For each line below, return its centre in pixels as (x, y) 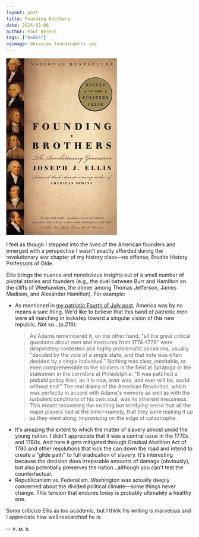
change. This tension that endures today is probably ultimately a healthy (103, 493)
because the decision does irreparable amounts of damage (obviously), (102, 461)
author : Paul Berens (32, 32)
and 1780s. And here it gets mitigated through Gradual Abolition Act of (101, 442)
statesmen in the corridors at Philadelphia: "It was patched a (103, 374)
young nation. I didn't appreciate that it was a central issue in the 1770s (102, 436)
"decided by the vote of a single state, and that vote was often (106, 355)
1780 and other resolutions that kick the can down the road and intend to (104, 448)
